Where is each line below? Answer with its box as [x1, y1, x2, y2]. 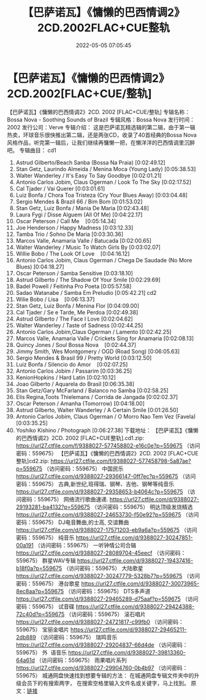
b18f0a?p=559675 [15, 565, 63, 572]
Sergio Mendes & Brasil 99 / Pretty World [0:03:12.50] [15, 354, 152, 362]
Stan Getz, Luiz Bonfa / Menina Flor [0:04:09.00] [15, 302, 140, 310]
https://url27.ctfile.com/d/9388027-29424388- [75, 603, 195, 610]
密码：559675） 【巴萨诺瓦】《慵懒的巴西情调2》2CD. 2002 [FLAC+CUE [15, 449, 199, 457]
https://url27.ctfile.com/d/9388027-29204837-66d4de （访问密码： [15, 641, 188, 649]
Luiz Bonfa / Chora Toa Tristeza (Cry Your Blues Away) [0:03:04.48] [15, 191, 188, 199]
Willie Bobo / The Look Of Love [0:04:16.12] [15, 249, 130, 257]
